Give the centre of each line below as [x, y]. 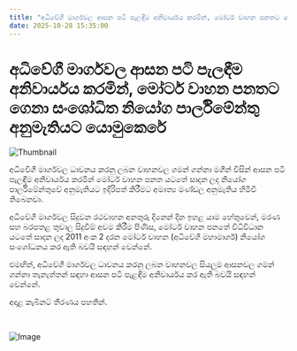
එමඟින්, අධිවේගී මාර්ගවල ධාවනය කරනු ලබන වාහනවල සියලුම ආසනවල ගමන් [142, 264]
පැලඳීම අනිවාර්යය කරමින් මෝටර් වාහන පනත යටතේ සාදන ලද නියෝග [128, 179]
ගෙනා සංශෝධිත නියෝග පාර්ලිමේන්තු [134, 108]
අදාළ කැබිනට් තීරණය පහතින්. [58, 302]
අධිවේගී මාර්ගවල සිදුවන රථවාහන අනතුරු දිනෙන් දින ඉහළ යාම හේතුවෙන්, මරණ [145, 217]
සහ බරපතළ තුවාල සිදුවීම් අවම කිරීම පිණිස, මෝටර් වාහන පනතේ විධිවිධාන [136, 227]
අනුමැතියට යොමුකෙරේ [88, 127]
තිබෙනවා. [26, 199]
